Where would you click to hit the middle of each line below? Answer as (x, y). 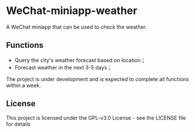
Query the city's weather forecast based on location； (80, 60)
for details (18, 124)
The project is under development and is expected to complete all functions (97, 79)
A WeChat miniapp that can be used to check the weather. (77, 27)
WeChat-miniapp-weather (72, 11)
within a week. (23, 85)
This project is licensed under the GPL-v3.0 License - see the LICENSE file (96, 117)
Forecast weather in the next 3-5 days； (63, 67)
